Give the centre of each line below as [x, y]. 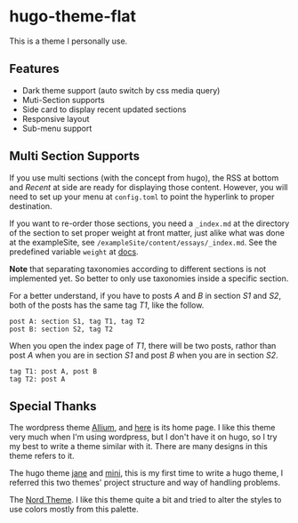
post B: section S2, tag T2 [61, 329]
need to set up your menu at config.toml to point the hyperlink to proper [142, 197]
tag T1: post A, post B [53, 371]
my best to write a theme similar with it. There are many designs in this [139, 447]
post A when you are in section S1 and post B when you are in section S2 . [144, 355]
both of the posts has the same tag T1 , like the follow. [107, 305]
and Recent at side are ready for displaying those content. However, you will [149, 187]
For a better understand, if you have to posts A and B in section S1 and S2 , [145, 295]
